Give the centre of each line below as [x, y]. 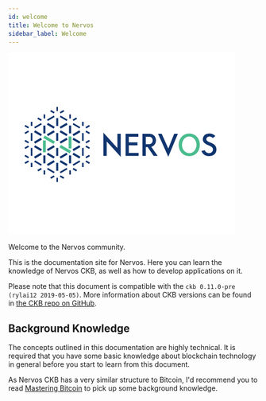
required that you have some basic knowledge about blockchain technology [132, 356]
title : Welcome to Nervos [51, 25]
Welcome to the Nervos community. [67, 247]
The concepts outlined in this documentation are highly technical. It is [122, 348]
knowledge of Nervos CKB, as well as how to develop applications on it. [126, 271]
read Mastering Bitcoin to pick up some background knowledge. [113, 388]
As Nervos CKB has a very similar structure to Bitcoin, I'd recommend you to [133, 380]
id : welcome [28, 17]
